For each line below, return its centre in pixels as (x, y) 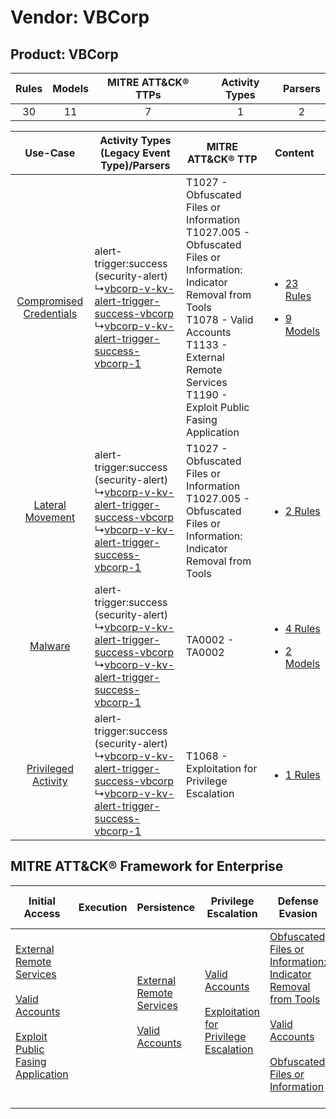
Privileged (50, 768)
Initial (42, 901)
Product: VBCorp (64, 54)
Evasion (298, 913)
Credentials (50, 313)
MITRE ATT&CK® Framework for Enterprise (147, 866)
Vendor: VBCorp (80, 17)
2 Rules (302, 511)
